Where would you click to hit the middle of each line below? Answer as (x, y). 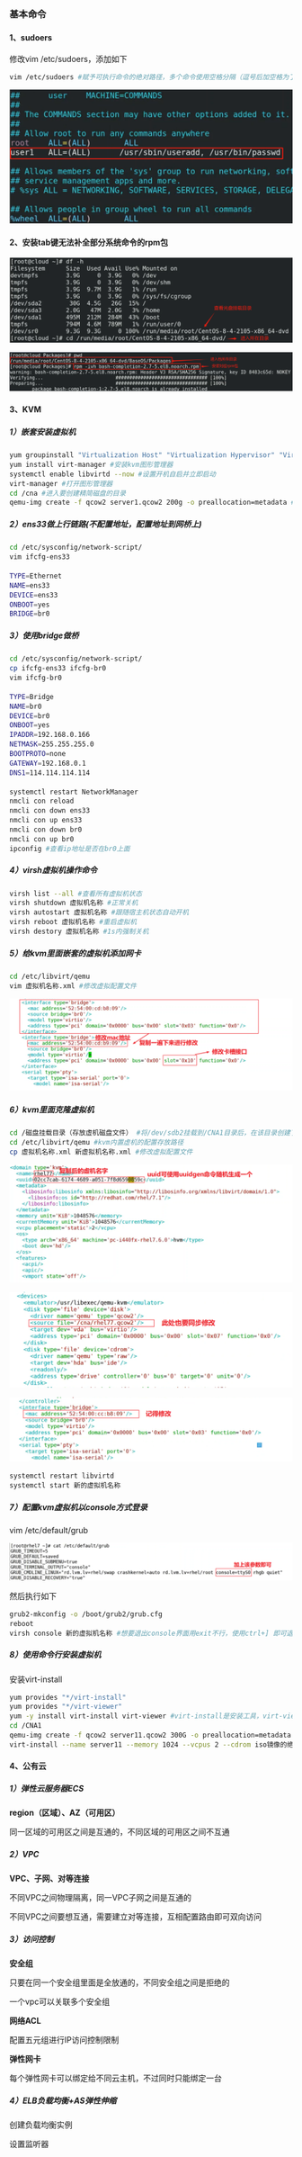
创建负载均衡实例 (41, 2125)
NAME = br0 (26, 706)
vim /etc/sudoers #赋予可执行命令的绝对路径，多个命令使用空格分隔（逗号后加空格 (146, 77)
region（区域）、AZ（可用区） (65, 1813)
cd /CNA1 (26, 1726)
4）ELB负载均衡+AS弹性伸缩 (63, 2100)
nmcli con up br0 (42, 839)
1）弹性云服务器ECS (47, 1789)
